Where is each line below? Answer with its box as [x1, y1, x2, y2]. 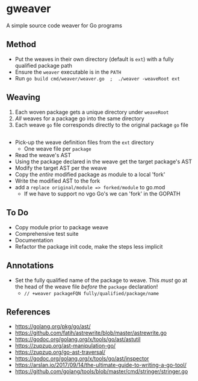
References [6, 307, 51, 317]
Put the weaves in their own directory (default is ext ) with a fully [14, 55, 174, 62]
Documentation [14, 236, 54, 244]
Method [6, 39, 37, 50]
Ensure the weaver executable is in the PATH [14, 68, 122, 76]
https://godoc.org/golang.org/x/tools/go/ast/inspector [14, 355, 149, 362]
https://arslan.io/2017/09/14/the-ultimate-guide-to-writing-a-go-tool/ [14, 362, 187, 369]
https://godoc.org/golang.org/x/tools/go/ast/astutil [14, 336, 141, 343]
